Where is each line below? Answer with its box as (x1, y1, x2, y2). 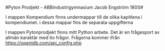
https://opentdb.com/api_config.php (5, 40, 82, 46)
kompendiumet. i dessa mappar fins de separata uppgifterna (5, 20, 133, 25)
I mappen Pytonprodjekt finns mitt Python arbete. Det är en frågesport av (5, 29, 160, 35)
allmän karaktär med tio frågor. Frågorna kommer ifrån (5, 35, 120, 40)
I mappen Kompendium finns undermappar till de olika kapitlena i (5, 14, 142, 20)
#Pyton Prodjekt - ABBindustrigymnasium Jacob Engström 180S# (5, 5, 143, 10)
